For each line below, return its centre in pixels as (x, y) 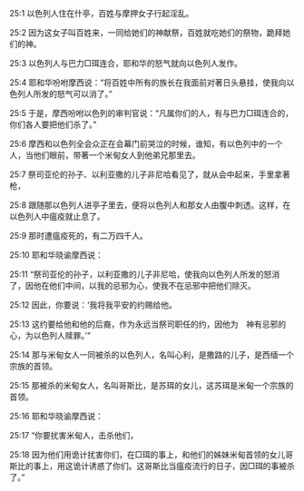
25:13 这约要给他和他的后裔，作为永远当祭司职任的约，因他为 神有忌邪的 (148, 324)
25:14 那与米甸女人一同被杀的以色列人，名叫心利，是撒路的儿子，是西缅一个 (152, 355)
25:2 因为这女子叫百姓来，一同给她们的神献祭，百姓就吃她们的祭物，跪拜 (146, 33)
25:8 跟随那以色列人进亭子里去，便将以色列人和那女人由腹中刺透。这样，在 (150, 205)
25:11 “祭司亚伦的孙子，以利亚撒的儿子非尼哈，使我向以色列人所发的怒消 (145, 274)
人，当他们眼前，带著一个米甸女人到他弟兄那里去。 (105, 155)
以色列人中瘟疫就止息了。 (57, 216)
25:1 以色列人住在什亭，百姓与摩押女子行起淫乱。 (102, 13)
